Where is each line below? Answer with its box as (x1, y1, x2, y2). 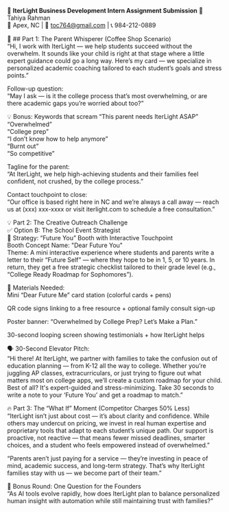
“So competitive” (7, 150, 55, 157)
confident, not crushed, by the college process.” (7, 177, 144, 185)
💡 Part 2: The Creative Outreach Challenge (7, 218, 128, 226)
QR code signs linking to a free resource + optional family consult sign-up (7, 304, 216, 312)
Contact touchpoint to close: (7, 191, 88, 198)
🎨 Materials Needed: (7, 283, 65, 292)
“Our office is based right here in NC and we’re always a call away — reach (7, 198, 219, 206)
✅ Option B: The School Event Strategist (7, 226, 121, 234)
